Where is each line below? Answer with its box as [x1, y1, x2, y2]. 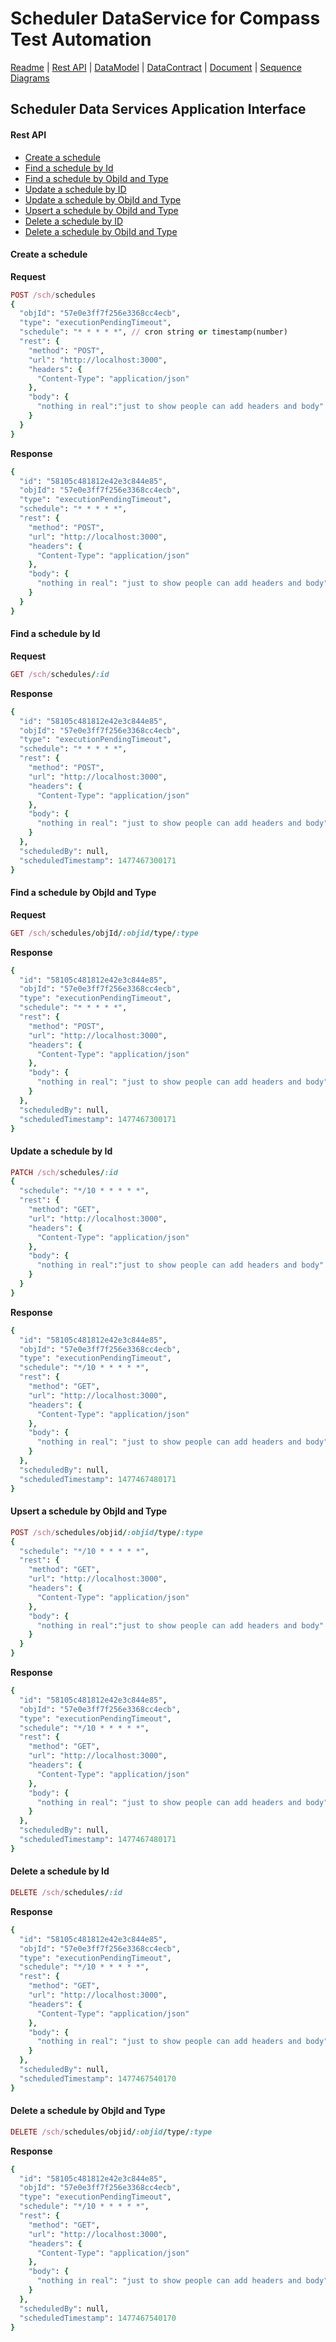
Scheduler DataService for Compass [10, 7, 321, 30]
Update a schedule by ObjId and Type [24, 193, 182, 206]
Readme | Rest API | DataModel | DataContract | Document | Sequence [10, 61, 302, 73]
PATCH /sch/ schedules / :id [10, 1167, 118, 1177]
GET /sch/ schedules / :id [10, 669, 110, 679]
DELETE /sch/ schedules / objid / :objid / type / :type [10, 2127, 213, 2137]
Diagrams [10, 72, 50, 84]
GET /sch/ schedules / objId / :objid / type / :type [10, 928, 199, 938]
